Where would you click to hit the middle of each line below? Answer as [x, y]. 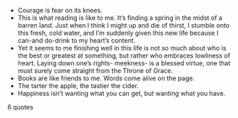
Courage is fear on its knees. [60, 10]
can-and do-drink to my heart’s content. [77, 41]
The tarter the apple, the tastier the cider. [78, 86]
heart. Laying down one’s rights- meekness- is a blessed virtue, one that [124, 63]
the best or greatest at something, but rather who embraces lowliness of [124, 55]
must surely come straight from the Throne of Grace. [95, 71]
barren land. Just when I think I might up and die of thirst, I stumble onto [124, 25]
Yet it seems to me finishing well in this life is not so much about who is [122, 48]
